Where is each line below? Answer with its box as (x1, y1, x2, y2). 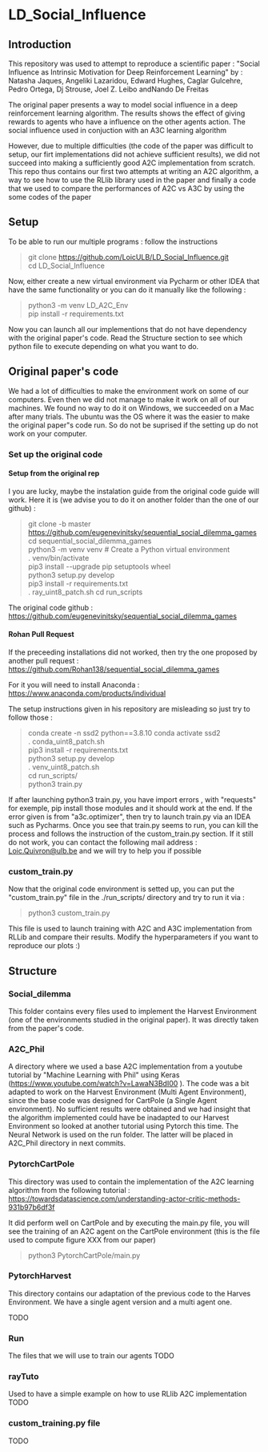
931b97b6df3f (8, 1202, 55, 1212)
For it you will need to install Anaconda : (8, 679, 140, 689)
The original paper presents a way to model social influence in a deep (8, 100, 238, 109)
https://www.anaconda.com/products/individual (8, 688, 166, 698)
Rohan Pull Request (8, 630, 74, 639)
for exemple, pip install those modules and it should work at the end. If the (8, 803, 253, 813)
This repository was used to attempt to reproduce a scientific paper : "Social (8, 59, 260, 68)
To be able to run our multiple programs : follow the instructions (8, 237, 218, 246)
